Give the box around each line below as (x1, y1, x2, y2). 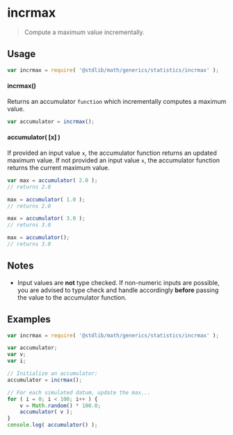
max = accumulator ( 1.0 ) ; (7, 196, 86, 203)
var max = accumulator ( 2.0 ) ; (7, 176, 98, 184)
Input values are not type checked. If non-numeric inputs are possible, (17, 278, 220, 287)
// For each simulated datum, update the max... (7, 389, 151, 396)
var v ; (7, 351, 26, 358)
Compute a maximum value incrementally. (24, 28, 145, 36)
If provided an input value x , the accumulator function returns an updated (7, 148, 217, 157)
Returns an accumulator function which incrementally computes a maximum (7, 97, 227, 105)
